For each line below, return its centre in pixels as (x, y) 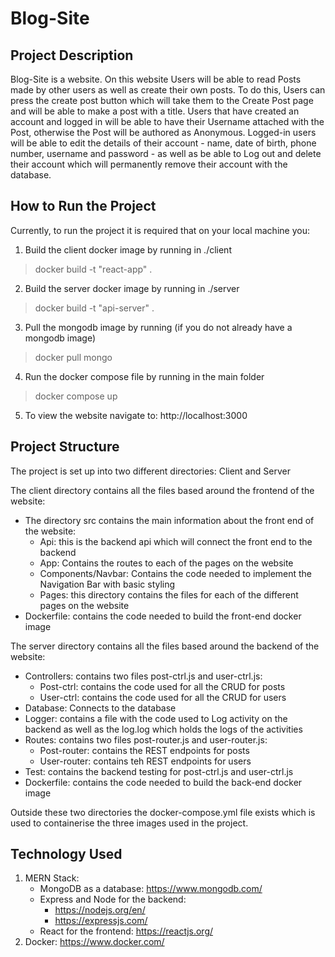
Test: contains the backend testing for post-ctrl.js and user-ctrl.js (159, 771)
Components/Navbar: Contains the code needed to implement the (176, 573)
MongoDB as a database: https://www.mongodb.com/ (151, 889)
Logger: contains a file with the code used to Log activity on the (156, 718)
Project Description (72, 55)
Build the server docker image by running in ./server (132, 288)
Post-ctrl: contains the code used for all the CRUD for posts (162, 686)
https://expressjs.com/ (101, 921)
